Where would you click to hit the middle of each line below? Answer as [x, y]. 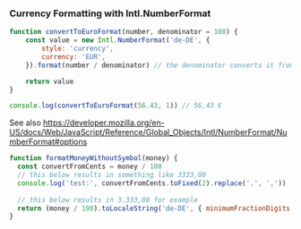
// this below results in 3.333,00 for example [108, 199]
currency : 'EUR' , [73, 56]
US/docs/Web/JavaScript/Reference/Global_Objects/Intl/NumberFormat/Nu [148, 132]
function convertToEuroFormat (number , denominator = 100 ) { [124, 32]
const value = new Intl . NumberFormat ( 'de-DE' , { [118, 40]
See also [26, 123]
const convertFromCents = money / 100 [90, 167]
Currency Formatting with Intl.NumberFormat [110, 13]
